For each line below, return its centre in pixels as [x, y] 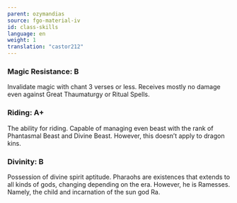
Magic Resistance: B [43, 71]
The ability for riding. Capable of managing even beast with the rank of [110, 128]
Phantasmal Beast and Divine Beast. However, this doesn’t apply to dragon [116, 136]
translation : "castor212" [45, 47]
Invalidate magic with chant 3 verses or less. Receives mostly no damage [114, 87]
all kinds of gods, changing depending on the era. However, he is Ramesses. [119, 184]
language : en [27, 34]
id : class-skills [33, 27]
